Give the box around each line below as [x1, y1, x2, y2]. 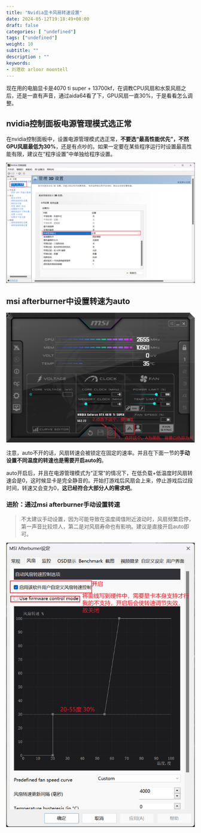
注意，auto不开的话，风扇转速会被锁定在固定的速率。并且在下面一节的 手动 [6, 449, 190, 456]
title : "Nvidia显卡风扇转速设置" [6, 10, 83, 16]
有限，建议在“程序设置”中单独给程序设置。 [11, 150, 116, 158]
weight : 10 [6, 41, 33, 47]
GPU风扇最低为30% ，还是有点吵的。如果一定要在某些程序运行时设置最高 [6, 143, 187, 150]
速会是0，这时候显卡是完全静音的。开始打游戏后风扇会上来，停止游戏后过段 [6, 476, 193, 484]
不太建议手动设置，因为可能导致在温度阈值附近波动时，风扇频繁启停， [20, 515, 194, 522]
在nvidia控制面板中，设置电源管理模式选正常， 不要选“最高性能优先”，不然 [6, 135, 190, 143]
